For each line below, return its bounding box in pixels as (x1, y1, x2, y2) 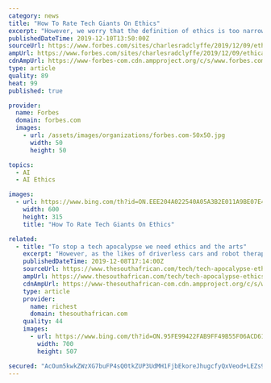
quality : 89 (8, 72, 48, 80)
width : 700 (37, 339, 74, 348)
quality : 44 (23, 318, 63, 326)
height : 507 (37, 348, 78, 356)
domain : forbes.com (15, 116, 81, 125)
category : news (8, 11, 60, 20)
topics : (8, 160, 35, 169)
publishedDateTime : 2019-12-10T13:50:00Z (8, 34, 150, 43)
